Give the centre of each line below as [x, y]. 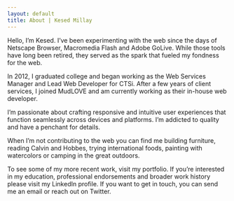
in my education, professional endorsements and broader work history [109, 176]
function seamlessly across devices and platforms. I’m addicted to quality [113, 119]
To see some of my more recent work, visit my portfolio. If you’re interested [116, 169]
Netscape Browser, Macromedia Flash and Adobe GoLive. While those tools [116, 48]
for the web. [25, 62]
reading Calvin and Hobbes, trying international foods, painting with [105, 148]
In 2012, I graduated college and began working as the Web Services [107, 76]
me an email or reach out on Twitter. [59, 191]
